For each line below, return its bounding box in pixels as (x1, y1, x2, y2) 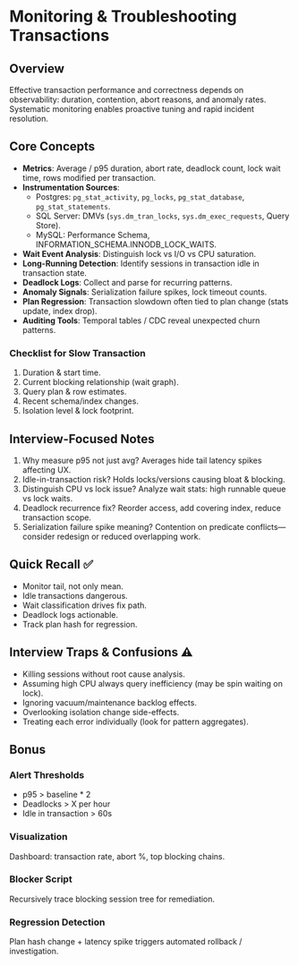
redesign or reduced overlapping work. (56, 531, 201, 542)
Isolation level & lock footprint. (21, 406, 134, 416)
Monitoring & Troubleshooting (9, 6, 237, 27)
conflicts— (245, 521, 286, 532)
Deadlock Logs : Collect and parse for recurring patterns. (21, 277, 233, 287)
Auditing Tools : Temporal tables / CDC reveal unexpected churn (21, 315, 260, 326)
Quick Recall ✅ (9, 557, 94, 572)
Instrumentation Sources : (21, 182, 120, 192)
